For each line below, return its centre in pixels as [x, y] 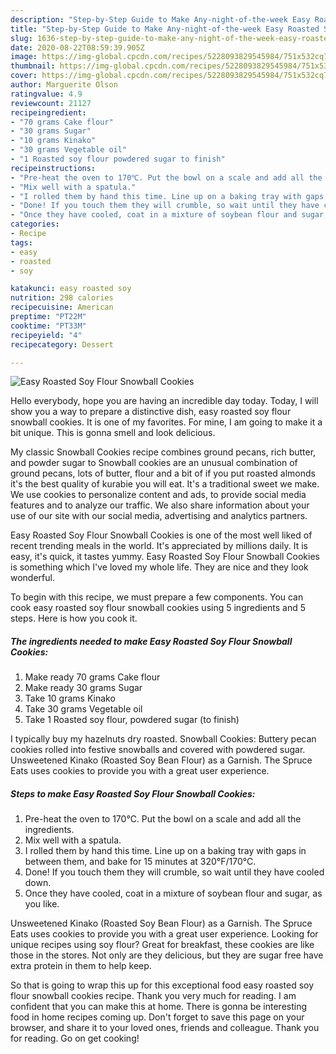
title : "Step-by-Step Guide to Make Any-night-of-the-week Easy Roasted [165, 29]
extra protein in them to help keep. [81, 966]
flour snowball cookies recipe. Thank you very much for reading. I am [153, 996]
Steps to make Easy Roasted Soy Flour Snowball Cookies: [133, 793]
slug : [21, 38]
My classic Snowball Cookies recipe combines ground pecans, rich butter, [163, 452]
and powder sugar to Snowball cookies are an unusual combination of [154, 463]
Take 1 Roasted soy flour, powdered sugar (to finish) [132, 720]
